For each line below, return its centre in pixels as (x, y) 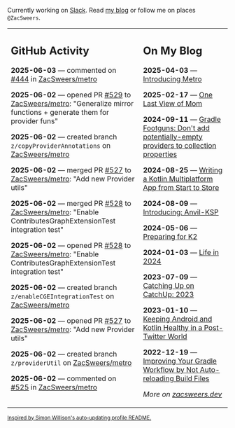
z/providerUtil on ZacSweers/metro (71, 362)
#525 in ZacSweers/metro (54, 387)
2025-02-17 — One (178, 95)
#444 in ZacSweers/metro (54, 78)
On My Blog (173, 50)
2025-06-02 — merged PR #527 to (71, 170)
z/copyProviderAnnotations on (60, 145)
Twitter (155, 336)
